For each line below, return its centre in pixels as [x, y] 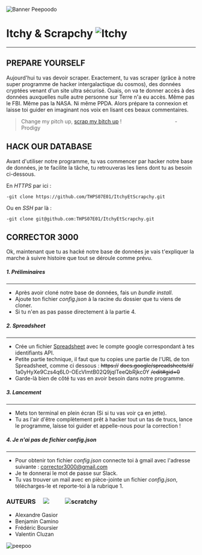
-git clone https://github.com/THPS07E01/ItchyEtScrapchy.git [86, 197]
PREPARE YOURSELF [46, 63]
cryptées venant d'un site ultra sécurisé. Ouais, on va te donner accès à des [101, 90]
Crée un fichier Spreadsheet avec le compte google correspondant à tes [105, 347]
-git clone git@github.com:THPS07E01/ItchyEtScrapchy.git [80, 219]
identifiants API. [35, 353]
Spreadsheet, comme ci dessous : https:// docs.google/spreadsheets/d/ [104, 366]
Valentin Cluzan [34, 534]
